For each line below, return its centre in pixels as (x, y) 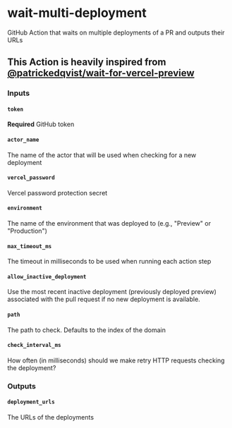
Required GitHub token (41, 124)
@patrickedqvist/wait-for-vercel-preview (101, 73)
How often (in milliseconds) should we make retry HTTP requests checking (116, 360)
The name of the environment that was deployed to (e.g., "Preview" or (109, 224)
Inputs (19, 93)
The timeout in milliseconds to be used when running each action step (109, 262)
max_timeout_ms (30, 246)
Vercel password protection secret (57, 192)
